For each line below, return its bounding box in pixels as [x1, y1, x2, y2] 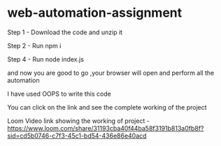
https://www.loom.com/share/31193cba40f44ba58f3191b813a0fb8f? [7, 124, 204, 132]
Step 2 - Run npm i [7, 41, 62, 50]
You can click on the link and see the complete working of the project [7, 103, 208, 111]
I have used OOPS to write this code [7, 89, 112, 98]
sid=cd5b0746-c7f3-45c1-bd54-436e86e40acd [7, 131, 147, 140]
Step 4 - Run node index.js [7, 54, 84, 64]
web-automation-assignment [7, 5, 183, 21]
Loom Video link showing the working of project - [7, 117, 150, 125]
